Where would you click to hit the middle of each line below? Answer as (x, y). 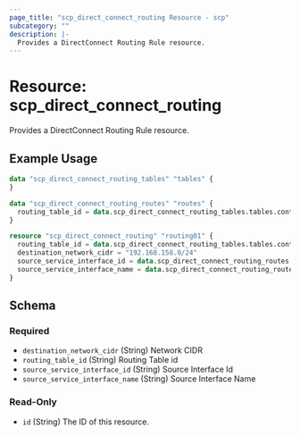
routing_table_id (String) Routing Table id (100, 360)
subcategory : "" (39, 26)
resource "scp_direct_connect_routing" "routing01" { (112, 236)
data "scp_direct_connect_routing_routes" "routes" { (112, 203)
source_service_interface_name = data (90, 269)
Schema (33, 306)
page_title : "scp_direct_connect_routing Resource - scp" (119, 17)
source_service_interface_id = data (85, 261)
